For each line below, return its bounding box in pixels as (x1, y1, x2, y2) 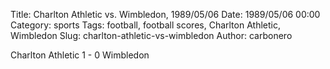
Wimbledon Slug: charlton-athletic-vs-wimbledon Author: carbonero (10, 30, 293, 41)
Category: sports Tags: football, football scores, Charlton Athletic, (10, 19, 281, 31)
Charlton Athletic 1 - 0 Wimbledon (10, 49, 150, 61)
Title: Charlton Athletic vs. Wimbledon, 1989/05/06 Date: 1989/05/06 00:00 (10, 9, 321, 20)
